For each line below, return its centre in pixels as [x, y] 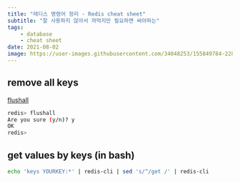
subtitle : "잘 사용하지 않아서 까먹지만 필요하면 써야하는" [84, 21]
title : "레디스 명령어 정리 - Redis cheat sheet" [77, 14]
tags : [15, 27]
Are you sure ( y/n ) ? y [41, 120]
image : [17, 54]
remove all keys [43, 83]
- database [36, 34]
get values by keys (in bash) [71, 155]
